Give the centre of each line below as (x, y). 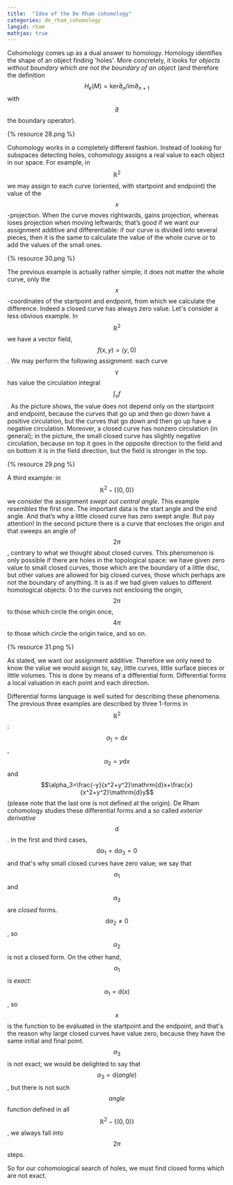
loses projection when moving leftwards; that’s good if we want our (103, 222)
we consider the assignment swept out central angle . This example (103, 501)
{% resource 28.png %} (41, 134)
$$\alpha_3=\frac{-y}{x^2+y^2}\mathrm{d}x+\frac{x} (117, 785)
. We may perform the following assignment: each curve (88, 361)
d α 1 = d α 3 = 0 (117, 851)
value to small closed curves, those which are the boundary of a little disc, (114, 567)
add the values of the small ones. (55, 244)
